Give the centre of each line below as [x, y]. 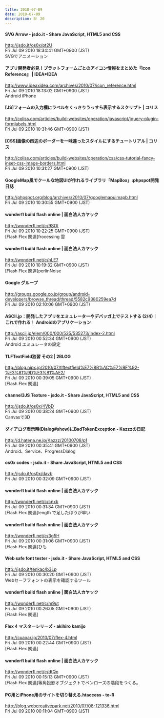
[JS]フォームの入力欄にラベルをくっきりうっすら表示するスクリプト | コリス [82, 107]
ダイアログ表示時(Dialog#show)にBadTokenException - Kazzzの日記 [75, 429]
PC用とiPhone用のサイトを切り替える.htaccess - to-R [60, 695]
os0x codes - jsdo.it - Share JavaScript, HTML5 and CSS [63, 463]
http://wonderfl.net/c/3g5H [32, 536]
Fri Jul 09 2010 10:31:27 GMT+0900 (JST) [47, 168]
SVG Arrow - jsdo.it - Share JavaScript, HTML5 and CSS [63, 34]
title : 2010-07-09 [24, 10]
